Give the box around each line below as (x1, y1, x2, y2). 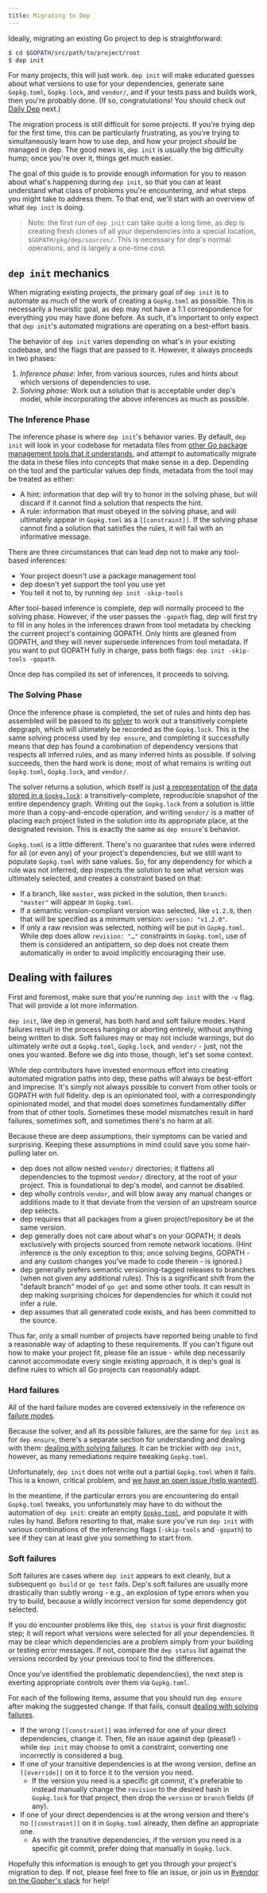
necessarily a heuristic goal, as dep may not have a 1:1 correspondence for (8, 304, 253, 314)
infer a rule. (19, 1299, 58, 1308)
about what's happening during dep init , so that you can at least (8, 177, 222, 187)
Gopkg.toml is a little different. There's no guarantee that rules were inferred (8, 839, 256, 849)
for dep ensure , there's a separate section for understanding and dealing (8, 1434, 246, 1444)
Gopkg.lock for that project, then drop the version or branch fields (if (31, 1793, 254, 1802)
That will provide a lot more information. (8, 1001, 139, 1010)
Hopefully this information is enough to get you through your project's (8, 1859, 237, 1868)
